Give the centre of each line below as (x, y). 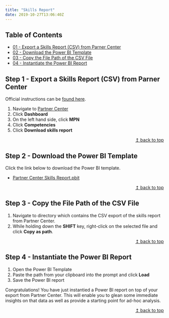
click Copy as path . (33, 231)
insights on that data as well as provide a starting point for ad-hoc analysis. (83, 300)
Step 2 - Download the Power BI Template (71, 156)
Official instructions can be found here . (46, 99)
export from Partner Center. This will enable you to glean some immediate (82, 295)
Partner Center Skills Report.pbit (46, 177)
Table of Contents (34, 35)
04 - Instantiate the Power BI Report (50, 63)
